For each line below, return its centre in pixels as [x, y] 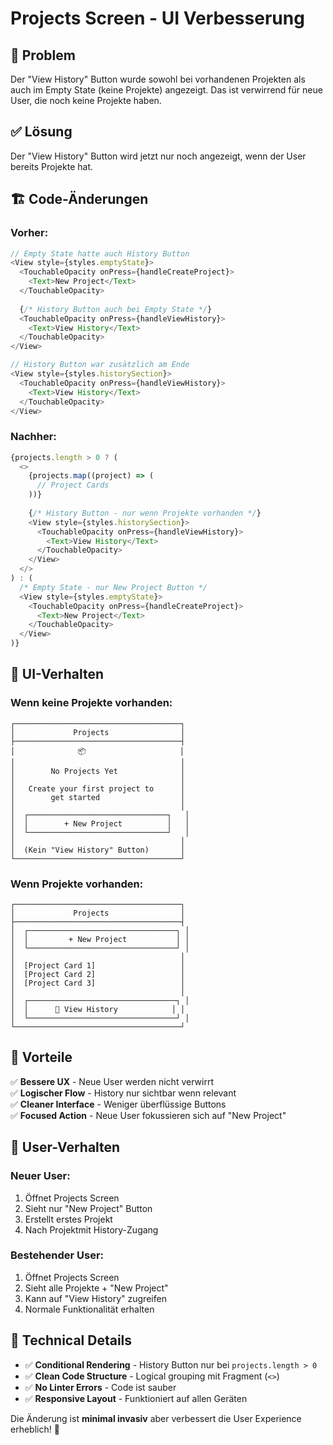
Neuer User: [40, 1176]
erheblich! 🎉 [35, 1429]
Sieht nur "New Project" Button [88, 1208]
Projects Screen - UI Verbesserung [157, 18]
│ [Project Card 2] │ [98, 975]
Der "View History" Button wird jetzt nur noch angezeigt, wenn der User [158, 156]
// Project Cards [73, 485]
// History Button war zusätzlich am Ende [100, 365]
